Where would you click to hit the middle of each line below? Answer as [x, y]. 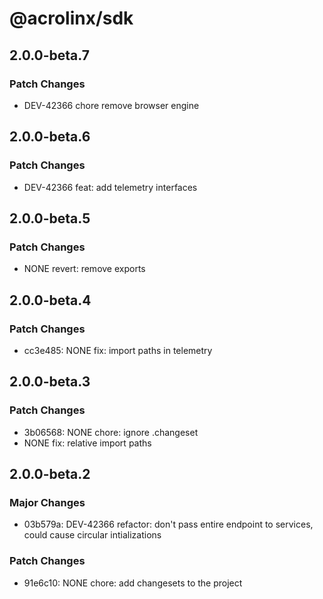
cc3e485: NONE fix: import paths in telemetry [118, 350]
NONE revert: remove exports [84, 269]
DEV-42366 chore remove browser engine [111, 105]
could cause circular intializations [92, 535]
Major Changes [47, 502]
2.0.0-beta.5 [50, 218]
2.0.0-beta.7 [49, 55]
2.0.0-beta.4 [50, 300]
